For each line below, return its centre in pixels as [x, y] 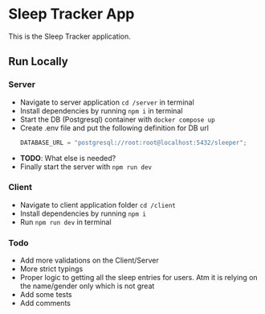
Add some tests [46, 295]
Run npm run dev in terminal [65, 221]
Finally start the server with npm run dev [86, 167]
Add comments [45, 304]
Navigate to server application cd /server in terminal [107, 102]
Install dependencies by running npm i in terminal [101, 110]
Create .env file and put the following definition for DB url [114, 128]
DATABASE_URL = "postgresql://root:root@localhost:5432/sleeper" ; [133, 143]
